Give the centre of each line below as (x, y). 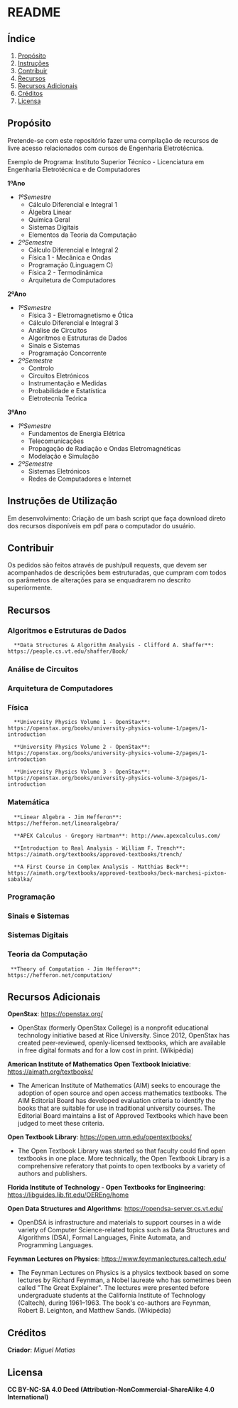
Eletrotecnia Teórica (58, 398)
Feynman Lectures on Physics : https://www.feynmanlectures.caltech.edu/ (117, 1259)
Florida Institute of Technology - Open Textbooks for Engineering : (107, 1188)
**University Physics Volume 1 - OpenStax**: (82, 722)
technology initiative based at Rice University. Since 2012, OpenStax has (124, 1035)
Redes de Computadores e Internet (80, 479)
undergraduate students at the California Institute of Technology (112, 1296)
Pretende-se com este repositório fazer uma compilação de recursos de (113, 140)
